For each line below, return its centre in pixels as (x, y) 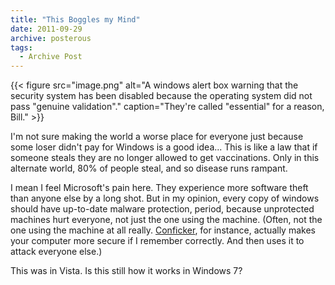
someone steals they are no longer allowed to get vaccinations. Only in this (165, 158)
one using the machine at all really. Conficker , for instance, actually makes (163, 230)
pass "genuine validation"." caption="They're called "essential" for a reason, (167, 107)
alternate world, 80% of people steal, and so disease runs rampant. (149, 168)
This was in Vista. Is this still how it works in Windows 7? (126, 271)
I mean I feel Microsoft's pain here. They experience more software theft (159, 188)
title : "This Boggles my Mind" (75, 19)
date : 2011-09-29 (46, 29)
